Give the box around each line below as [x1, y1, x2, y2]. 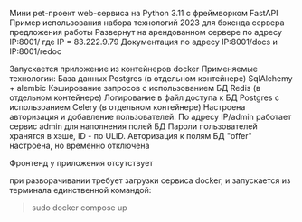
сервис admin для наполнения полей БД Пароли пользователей [9, 121, 258, 132]
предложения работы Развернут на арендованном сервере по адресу [9, 27, 283, 37]
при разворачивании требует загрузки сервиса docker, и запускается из [9, 175, 291, 186]
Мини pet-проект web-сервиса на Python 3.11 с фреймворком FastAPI [9, 8, 278, 18]
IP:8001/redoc [9, 46, 61, 57]
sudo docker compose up [31, 202, 128, 213]
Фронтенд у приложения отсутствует [9, 158, 154, 168]
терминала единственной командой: [9, 185, 152, 195]
